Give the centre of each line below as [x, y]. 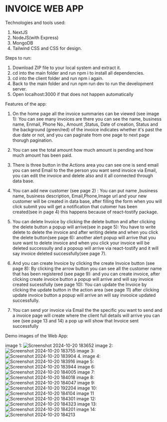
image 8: [85, 377]
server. [20, 89]
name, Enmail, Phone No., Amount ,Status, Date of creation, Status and [85, 124]
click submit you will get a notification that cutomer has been [75, 206]
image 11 [85, 393]
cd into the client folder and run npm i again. [58, 78]
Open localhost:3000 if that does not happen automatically [73, 94]
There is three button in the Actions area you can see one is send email [85, 165]
